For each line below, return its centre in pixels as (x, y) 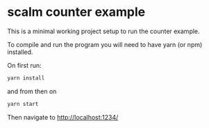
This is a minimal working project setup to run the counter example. (103, 31)
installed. (20, 52)
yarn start (23, 104)
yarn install (26, 78)
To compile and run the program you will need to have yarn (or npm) (105, 44)
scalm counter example (76, 12)
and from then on (32, 91)
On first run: (24, 65)
